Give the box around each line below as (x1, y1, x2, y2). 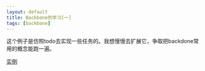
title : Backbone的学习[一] (6, 15, 72, 21)
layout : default (6, 8, 48, 15)
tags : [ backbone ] (6, 20, 51, 26)
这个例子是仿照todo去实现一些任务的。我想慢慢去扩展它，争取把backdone (6, 38, 194, 45)
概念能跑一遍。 (17, 45, 55, 52)
